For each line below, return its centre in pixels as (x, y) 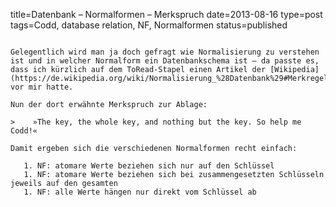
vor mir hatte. (42, 87)
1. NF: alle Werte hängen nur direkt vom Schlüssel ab (140, 192)
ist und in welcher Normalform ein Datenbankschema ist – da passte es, (165, 61)
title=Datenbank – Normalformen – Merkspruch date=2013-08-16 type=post (166, 14)
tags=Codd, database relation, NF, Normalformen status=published (149, 25)
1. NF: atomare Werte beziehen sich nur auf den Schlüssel (149, 166)
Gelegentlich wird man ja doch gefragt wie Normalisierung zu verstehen (165, 52)
